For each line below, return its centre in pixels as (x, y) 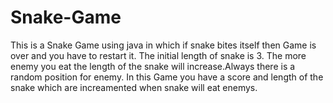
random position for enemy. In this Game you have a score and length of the (167, 77)
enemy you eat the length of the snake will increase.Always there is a (153, 66)
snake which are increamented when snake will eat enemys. (134, 87)
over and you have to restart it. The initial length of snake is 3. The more (158, 55)
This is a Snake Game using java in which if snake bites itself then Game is (163, 45)
